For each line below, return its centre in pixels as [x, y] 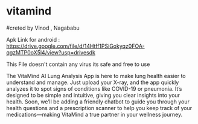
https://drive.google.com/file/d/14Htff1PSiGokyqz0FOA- [75, 46]
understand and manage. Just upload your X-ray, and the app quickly [93, 82]
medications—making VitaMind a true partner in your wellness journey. [94, 114]
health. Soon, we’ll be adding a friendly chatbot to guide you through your [98, 102]
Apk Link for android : [33, 39]
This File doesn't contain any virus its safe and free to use [78, 64]
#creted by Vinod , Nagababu [43, 28]
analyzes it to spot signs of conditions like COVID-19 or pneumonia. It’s [94, 88]
